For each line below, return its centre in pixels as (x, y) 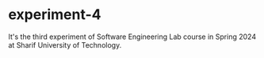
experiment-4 (55, 15)
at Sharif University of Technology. (65, 44)
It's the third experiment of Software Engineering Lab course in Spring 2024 (132, 37)
